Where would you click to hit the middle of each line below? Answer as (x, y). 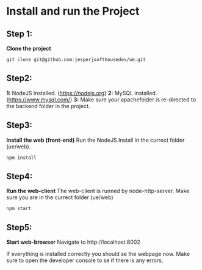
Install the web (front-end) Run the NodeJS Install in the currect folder (96, 140)
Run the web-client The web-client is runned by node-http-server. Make (98, 191)
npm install (21, 158)
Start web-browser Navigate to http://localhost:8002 (73, 242)
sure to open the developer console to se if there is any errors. (85, 260)
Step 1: (20, 34)
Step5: (19, 227)
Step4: (20, 176)
